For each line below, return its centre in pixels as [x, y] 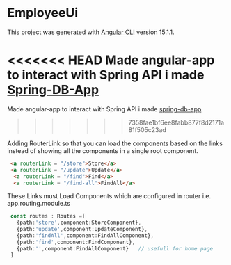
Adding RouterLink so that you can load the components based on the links [115, 143]
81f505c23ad [148, 129]
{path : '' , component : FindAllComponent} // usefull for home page [115, 248]
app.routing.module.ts [39, 204]
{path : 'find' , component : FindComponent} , [76, 242]
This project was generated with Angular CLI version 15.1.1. [91, 32]
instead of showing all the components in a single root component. [103, 150]
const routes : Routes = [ [48, 216]
